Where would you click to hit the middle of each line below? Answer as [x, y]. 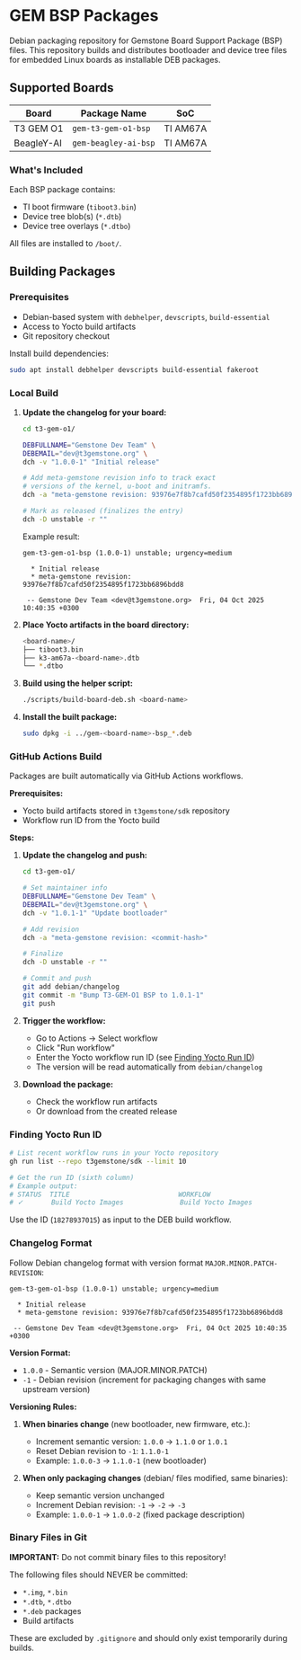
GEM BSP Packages [84, 16]
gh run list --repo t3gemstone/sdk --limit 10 [98, 1161]
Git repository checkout [66, 336]
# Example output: [44, 1186]
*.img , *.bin [45, 1592]
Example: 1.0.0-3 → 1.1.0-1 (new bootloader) [121, 1460]
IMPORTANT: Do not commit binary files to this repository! [118, 1557]
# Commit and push [57, 979]
